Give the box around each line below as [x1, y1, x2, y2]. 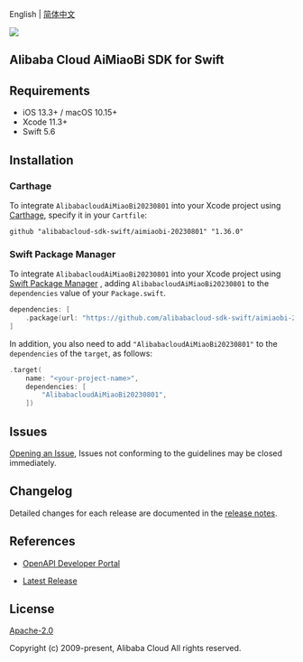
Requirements [9, 83, 90, 98]
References [9, 534, 76, 549]
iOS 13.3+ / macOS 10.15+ [22, 107, 118, 118]
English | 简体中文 [9, 9, 76, 19]
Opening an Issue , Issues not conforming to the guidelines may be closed [9, 448, 282, 459]
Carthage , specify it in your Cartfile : [9, 210, 147, 220]
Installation [9, 153, 74, 168]
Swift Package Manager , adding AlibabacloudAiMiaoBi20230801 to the [9, 278, 270, 289]
